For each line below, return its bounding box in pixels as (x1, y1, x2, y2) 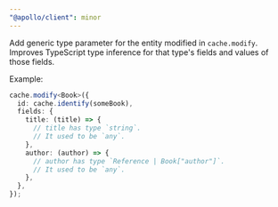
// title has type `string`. (32, 123, 142, 133)
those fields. (9, 56, 55, 67)
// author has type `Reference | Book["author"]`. (32, 156, 225, 165)
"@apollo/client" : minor (9, 12, 102, 22)
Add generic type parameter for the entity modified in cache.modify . (9, 37, 258, 48)
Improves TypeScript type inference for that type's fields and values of (9, 46, 269, 58)
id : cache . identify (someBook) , (17, 99, 134, 107)
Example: (9, 73, 44, 84)
